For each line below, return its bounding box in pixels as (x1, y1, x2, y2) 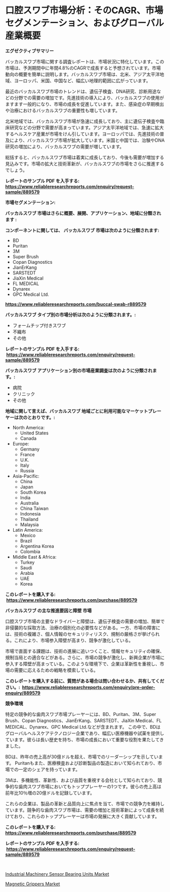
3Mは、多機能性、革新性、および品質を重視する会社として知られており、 (5, 777, 158, 783)
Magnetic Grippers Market (5, 881, 60, 887)
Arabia (20, 570, 34, 576)
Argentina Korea (20, 543, 54, 549)
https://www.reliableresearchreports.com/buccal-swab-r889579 (5, 301, 147, 307)
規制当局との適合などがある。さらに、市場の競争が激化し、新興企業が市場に (5, 654, 165, 660)
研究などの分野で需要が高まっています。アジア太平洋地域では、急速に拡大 (9, 124, 164, 130)
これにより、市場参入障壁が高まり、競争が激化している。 (14, 637, 134, 643)
